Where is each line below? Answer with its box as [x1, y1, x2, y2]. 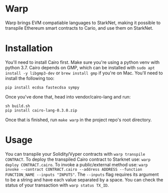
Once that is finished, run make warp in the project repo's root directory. [5, 117, 152, 123]
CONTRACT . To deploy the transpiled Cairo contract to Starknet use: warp [5, 156, 151, 162]
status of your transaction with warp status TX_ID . [5, 182, 109, 188]
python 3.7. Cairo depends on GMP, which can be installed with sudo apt [5, 64, 155, 70]
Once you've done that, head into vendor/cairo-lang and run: [5, 93, 131, 100]
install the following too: [5, 75, 55, 81]
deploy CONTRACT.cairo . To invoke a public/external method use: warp [5, 161, 148, 167]
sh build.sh [5, 104, 30, 109]
